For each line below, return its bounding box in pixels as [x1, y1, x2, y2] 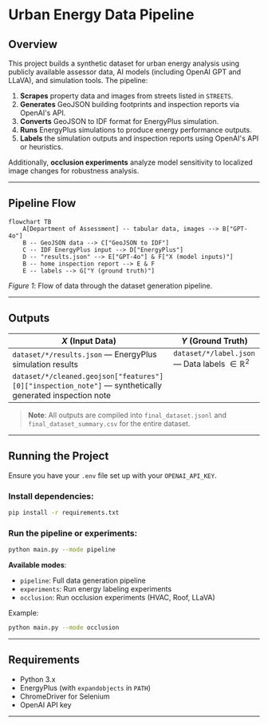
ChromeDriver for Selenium [19, 691, 110, 701]
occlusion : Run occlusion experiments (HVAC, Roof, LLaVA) [19, 593, 215, 603]
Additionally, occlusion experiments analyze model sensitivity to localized [8, 157, 253, 167]
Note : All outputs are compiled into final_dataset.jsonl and [27, 410, 227, 420]
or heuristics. [19, 142, 64, 151]
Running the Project [8, 449, 109, 463]
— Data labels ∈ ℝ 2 [173, 357, 250, 369]
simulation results [12, 358, 78, 369]
